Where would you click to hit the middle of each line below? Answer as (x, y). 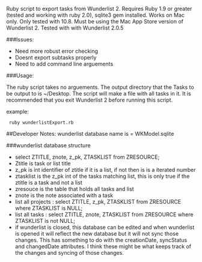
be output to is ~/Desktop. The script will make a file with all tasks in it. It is (99, 93)
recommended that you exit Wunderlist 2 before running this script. (90, 100)
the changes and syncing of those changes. (69, 253)
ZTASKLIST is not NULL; (45, 221)
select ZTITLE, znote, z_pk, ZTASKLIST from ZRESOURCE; (87, 157)
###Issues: (20, 39)
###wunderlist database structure (49, 145)
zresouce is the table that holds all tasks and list (74, 189)
